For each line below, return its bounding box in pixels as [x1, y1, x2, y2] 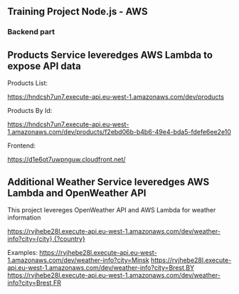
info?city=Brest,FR [7, 278, 62, 287]
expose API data [7, 60, 82, 72]
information [7, 213, 41, 222]
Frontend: [7, 141, 36, 150]
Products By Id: [7, 107, 53, 115]
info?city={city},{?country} [7, 234, 85, 243]
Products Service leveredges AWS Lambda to [7, 49, 213, 61]
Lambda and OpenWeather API [7, 187, 147, 199]
